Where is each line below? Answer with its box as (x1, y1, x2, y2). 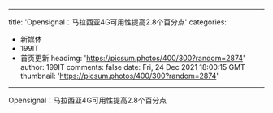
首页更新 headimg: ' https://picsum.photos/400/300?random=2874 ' (19, 54, 245, 63)
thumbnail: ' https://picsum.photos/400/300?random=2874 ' (19, 71, 219, 80)
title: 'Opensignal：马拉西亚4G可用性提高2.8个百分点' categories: (8, 17, 227, 27)
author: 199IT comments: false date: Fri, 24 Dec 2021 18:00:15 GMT (19, 63, 245, 72)
